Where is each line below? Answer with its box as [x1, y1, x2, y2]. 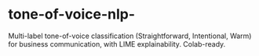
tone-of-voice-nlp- [8, 5, 136, 23]
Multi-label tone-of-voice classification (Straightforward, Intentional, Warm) [8, 31, 252, 40]
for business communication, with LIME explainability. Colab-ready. [8, 39, 226, 48]
